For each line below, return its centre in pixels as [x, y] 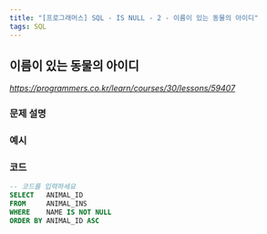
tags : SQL [28, 27]
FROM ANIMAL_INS [49, 204]
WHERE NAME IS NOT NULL [61, 213]
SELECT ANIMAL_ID [46, 196]
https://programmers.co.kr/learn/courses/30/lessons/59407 [123, 89]
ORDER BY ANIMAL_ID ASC [55, 220]
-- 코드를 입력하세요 [43, 187]
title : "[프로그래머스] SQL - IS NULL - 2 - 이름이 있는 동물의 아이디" [134, 18]
